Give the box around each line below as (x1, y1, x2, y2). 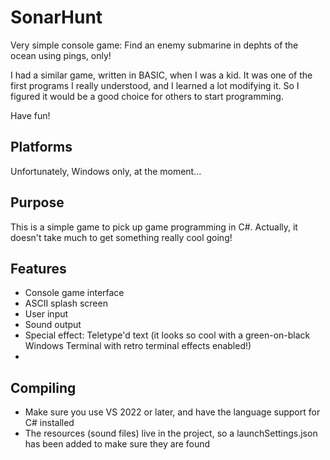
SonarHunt (10, 6, 103, 29)
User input (24, 308, 69, 320)
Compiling (10, 379, 77, 396)
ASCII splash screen (24, 297, 108, 310)
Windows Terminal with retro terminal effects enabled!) (24, 340, 252, 352)
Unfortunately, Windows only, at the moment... (10, 165, 202, 177)
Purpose (10, 194, 65, 211)
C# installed (24, 417, 75, 429)
